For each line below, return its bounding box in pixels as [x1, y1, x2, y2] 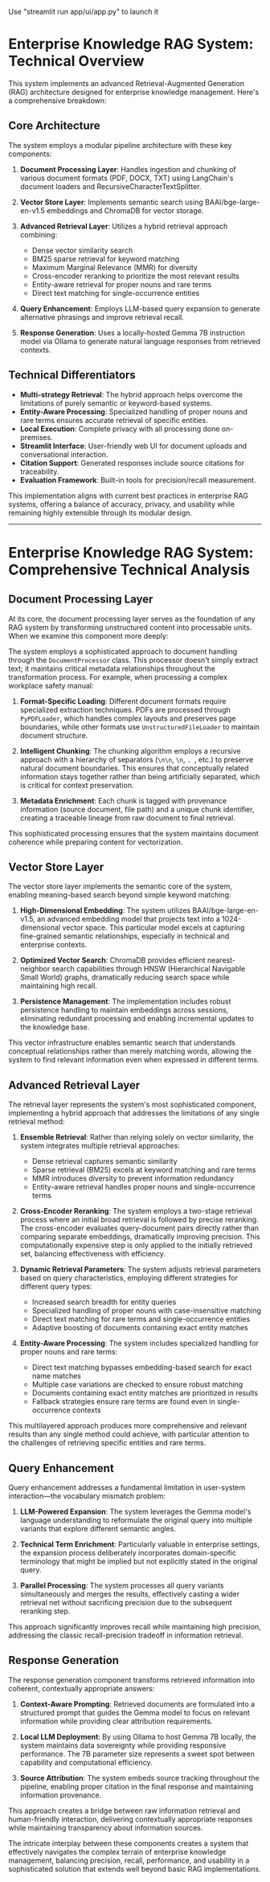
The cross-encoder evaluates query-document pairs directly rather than [19, 1223, 260, 1233]
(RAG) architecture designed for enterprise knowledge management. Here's [8, 87, 260, 97]
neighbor [19, 964, 51, 974]
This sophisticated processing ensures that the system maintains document [8, 828, 259, 838]
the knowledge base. [19, 1022, 90, 1032]
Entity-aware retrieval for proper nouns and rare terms [31, 279, 212, 289]
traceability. [19, 466, 59, 476]
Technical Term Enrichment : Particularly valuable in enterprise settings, [19, 1539, 260, 1549]
